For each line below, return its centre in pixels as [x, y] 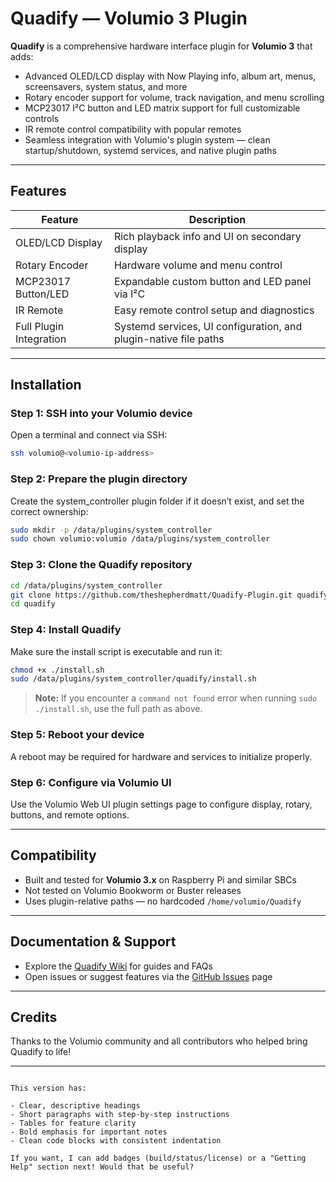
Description [217, 219]
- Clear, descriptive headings [75, 1106]
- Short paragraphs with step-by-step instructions [120, 1115]
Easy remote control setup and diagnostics [214, 310]
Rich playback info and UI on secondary [207, 236]
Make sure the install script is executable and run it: [116, 651]
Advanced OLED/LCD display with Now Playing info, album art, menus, [170, 76]
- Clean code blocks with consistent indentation [116, 1141]
